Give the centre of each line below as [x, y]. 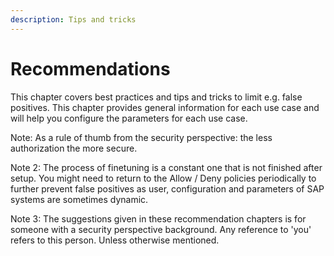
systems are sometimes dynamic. [79, 199]
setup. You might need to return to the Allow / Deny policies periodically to [163, 178]
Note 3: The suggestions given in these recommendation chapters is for [158, 218]
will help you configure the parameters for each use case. [129, 118]
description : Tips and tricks [73, 19]
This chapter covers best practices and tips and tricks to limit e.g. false [156, 97]
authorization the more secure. [74, 148]
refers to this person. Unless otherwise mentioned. [115, 240]
